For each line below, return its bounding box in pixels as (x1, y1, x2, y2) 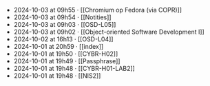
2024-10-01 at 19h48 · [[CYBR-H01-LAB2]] (13, 65, 136, 72)
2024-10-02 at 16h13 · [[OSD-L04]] (13, 35, 114, 43)
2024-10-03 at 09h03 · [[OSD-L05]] (13, 21, 116, 28)
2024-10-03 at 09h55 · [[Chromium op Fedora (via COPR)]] (13, 6, 182, 14)
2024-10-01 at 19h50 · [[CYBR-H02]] (13, 50, 118, 58)
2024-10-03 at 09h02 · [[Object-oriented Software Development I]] (13, 28, 204, 36)
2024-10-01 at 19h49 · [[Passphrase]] (13, 57, 120, 65)
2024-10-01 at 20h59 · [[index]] (13, 43, 104, 50)
